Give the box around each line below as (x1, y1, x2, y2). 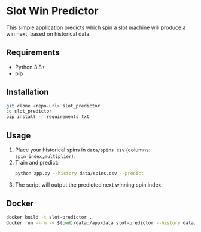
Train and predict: (14, 159, 59, 166)
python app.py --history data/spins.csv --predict (14, 171, 144, 177)
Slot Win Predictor (6, 4, 99, 18)
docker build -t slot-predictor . (6, 214, 93, 220)
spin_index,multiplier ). (14, 153, 75, 159)
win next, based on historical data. (6, 30, 91, 37)
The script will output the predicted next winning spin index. (14, 181, 163, 188)
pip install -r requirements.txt (6, 114, 90, 120)
